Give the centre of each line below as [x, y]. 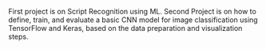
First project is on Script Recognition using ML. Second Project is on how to [133, 11]
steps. [18, 36]
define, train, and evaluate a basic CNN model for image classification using [133, 20]
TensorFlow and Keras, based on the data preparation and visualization [125, 28]
